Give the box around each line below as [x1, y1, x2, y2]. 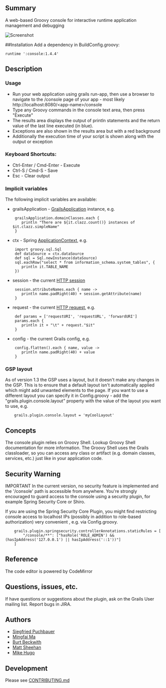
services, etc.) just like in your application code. [5, 456, 103, 461]
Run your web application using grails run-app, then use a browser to [12, 91, 155, 97]
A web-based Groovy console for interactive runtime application [5, 17, 137, 23]
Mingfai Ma [12, 634, 36, 640]
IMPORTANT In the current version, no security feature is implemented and [5, 483, 159, 489]
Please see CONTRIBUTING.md [5, 678, 70, 684]
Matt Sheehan [12, 644, 41, 650]
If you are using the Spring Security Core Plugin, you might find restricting [5, 509, 157, 515]
